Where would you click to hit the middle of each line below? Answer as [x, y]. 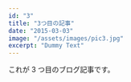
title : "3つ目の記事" [41, 23]
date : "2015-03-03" [41, 31]
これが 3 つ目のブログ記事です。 [61, 70]
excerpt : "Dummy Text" [46, 46]
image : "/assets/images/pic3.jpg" [66, 38]
